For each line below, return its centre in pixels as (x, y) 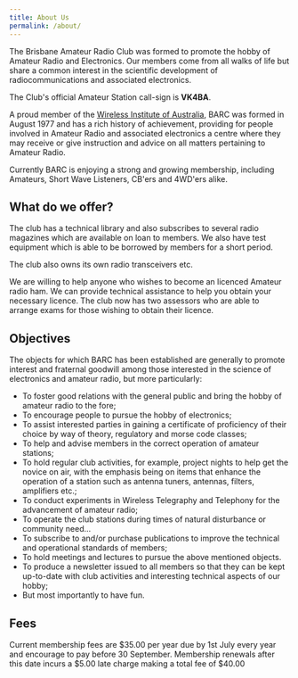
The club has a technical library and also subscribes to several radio (134, 228)
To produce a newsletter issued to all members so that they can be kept (153, 566)
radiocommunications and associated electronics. (101, 79)
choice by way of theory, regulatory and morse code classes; (134, 434)
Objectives (40, 339)
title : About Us (39, 17)
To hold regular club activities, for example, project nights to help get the (155, 463)
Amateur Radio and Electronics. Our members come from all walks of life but (149, 61)
